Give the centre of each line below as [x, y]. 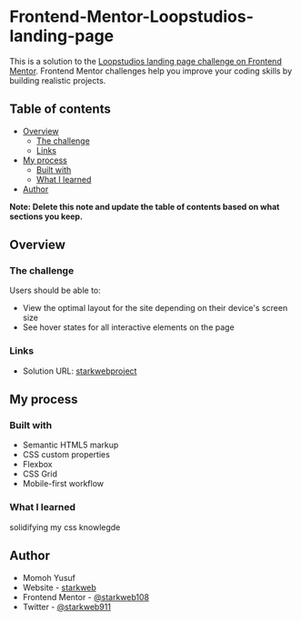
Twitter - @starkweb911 [67, 606]
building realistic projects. [58, 80]
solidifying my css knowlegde [65, 527]
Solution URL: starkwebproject [80, 371]
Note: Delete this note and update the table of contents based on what [145, 206]
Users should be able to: [55, 290]
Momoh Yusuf [49, 577]
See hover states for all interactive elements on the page [128, 327]
